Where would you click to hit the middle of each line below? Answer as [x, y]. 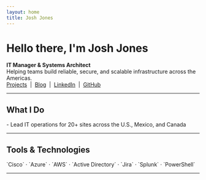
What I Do [25, 110]
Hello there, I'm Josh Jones [77, 48]
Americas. [19, 78]
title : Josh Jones [30, 18]
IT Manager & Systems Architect [48, 65]
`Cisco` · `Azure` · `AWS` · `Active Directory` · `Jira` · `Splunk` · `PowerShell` [101, 165]
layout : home [23, 12]
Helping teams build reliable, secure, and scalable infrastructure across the [101, 72]
